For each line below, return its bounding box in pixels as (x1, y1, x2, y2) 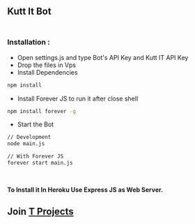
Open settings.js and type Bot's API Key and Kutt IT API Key (17, 53, 189, 61)
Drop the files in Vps (17, 61, 77, 69)
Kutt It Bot (7, 6, 52, 17)
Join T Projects (7, 206, 75, 218)
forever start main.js (7, 160, 73, 167)
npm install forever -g (7, 107, 77, 114)
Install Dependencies (17, 68, 78, 76)
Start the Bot (17, 120, 54, 128)
